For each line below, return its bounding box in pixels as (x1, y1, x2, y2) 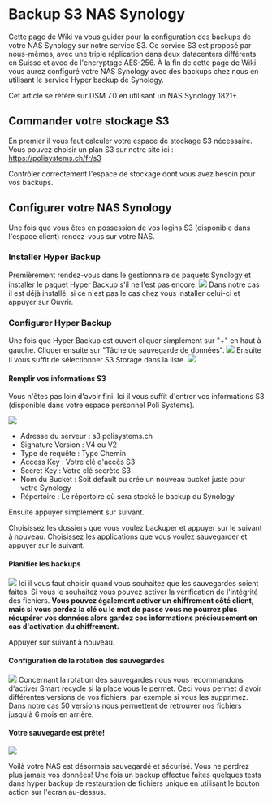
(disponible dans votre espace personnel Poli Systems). (8, 400, 195, 410)
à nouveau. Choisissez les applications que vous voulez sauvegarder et (8, 532, 248, 541)
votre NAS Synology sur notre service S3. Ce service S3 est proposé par (8, 40, 252, 50)
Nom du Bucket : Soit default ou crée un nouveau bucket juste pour (19, 475, 246, 484)
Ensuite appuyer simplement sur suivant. (8, 507, 145, 517)
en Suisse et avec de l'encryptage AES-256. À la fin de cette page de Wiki (8, 58, 257, 67)
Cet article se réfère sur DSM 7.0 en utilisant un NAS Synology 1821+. (8, 90, 240, 100)
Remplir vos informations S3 (8, 373, 107, 383)
